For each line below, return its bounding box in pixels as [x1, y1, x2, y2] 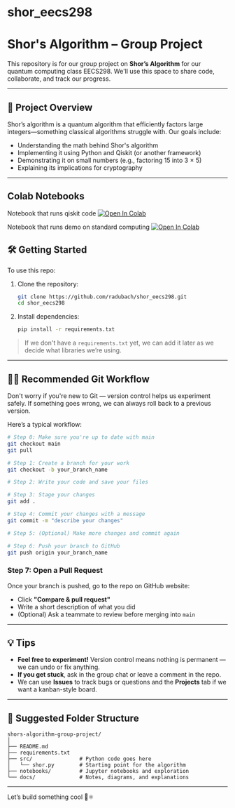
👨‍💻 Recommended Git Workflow [7, 373, 150, 385]
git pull [7, 446, 33, 453]
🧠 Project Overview [7, 101, 93, 113]
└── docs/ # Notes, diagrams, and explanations [7, 774, 190, 781]
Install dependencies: [17, 312, 80, 321]
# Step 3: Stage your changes [7, 491, 96, 498]
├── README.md [7, 743, 49, 750]
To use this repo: [7, 266, 56, 274]
